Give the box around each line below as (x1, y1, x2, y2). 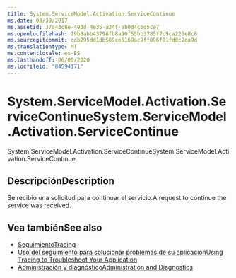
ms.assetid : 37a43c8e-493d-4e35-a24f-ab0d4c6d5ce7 (7, 23, 160, 30)
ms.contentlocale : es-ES (7, 50, 81, 57)
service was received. (7, 201, 72, 209)
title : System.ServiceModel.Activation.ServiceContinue (7, 10, 175, 18)
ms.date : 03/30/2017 (7, 17, 69, 24)
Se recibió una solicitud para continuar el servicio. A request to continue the (7, 194, 227, 202)
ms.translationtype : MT (7, 43, 78, 50)
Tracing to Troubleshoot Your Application (17, 255, 138, 264)
